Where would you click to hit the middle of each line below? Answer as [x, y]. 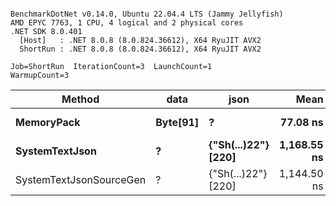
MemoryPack [48, 122]
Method [80, 99]
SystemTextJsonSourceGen [81, 179]
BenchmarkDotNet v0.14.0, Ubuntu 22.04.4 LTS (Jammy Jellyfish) [147, 14]
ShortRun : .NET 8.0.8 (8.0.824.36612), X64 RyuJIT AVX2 [140, 49]
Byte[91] [177, 122]
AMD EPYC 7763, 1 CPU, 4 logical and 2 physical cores [127, 23]
